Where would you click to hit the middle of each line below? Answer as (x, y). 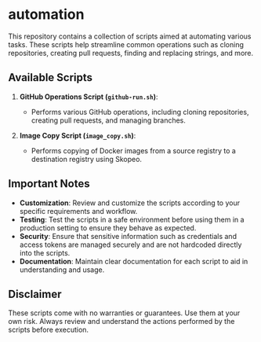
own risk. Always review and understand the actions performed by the (121, 322)
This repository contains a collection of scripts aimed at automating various (130, 36)
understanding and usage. (62, 270)
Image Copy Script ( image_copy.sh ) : (78, 135)
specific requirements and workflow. (78, 211)
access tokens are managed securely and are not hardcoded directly (130, 245)
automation (46, 15)
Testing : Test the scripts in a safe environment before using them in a (132, 219)
